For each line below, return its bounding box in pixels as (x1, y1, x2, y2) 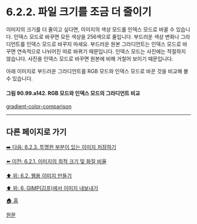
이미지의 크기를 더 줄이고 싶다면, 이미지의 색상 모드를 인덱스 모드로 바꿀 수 (6, 26, 175, 33)
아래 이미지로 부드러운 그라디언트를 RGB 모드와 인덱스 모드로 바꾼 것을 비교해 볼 (6, 67, 189, 74)
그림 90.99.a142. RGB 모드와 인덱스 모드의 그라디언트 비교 (6, 89, 141, 97)
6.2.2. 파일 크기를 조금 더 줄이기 (6, 5, 152, 19)
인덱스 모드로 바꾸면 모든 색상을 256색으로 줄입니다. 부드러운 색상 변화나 (13, 33, 180, 40)
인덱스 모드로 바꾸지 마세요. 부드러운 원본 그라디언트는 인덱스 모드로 (26, 40, 182, 47)
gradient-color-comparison (6, 103, 72, 110)
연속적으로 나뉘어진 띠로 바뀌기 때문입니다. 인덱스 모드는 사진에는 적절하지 (16, 47, 186, 55)
